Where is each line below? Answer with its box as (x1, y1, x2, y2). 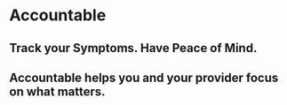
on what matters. (9, 84, 106, 99)
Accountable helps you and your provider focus (9, 70, 279, 85)
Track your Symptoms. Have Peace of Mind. (9, 41, 258, 56)
